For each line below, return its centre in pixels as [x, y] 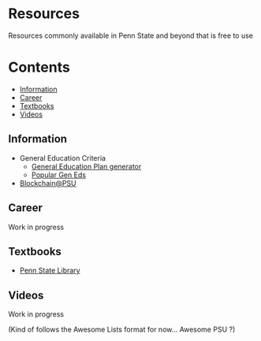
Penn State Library [50, 271]
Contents [39, 67]
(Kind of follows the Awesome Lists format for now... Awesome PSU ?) [122, 330]
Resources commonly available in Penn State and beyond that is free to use [131, 35]
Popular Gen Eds [59, 175]
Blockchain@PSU [48, 183]
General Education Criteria [63, 158]
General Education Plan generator [86, 166]
